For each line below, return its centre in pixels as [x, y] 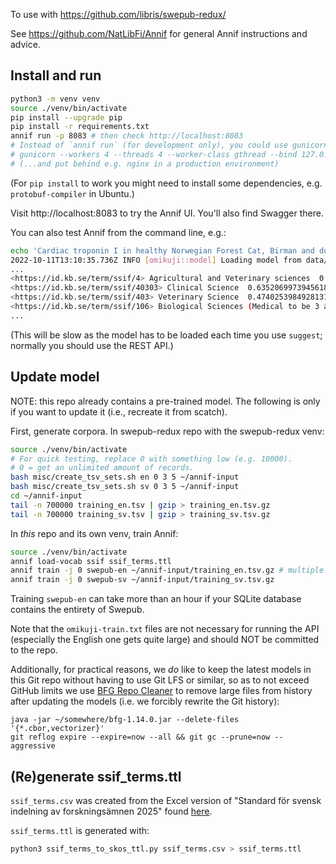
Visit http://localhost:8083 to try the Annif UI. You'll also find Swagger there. [167, 213]
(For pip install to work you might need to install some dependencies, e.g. [166, 183]
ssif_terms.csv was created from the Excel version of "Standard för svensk [166, 800]
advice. [25, 44]
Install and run [56, 75]
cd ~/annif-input [46, 496]
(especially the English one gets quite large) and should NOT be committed [165, 640]
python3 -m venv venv [55, 99]
